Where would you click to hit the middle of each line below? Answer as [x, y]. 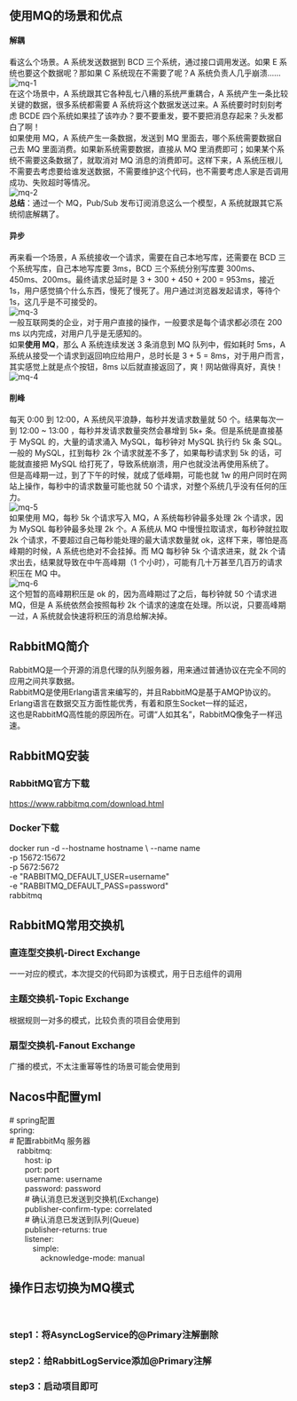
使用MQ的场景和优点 [66, 16]
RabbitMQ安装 [49, 756]
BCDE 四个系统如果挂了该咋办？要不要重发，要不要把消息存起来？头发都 [151, 115]
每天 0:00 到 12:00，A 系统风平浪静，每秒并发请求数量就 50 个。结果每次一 [146, 419]
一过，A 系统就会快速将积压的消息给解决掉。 [91, 616]
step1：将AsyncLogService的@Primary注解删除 [114, 1334]
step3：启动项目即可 [54, 1387]
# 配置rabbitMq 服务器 [50, 1141]
